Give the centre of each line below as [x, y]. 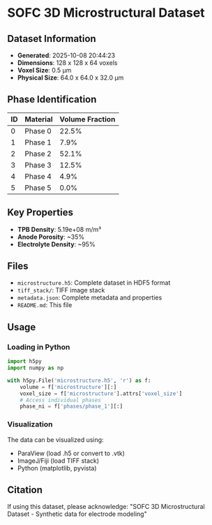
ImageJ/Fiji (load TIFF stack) [58, 460]
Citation [25, 490]
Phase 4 [38, 176]
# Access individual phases [60, 400]
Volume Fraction [88, 119]
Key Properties [40, 213]
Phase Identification [52, 99]
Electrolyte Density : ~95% [56, 244]
